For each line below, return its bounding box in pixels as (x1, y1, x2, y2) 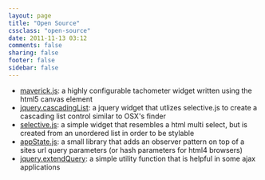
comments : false (8, 42, 62, 50)
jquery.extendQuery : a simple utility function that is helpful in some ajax (19, 154, 256, 163)
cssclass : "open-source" (8, 26, 91, 34)
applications (19, 162, 61, 172)
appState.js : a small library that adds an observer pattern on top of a (19, 137, 245, 146)
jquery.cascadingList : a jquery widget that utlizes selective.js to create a (19, 102, 258, 112)
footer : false (8, 57, 56, 65)
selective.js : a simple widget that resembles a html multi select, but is (19, 119, 247, 129)
